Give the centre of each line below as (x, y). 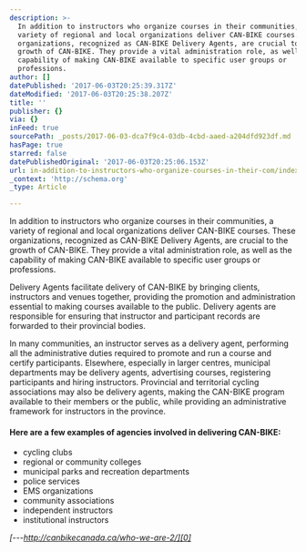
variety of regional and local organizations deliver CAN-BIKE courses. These (153, 231)
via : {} (24, 119)
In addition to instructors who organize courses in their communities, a (142, 221)
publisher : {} (36, 111)
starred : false (38, 153)
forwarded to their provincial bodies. (77, 326)
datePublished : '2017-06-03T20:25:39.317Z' (93, 86)
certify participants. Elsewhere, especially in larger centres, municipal (140, 363)
